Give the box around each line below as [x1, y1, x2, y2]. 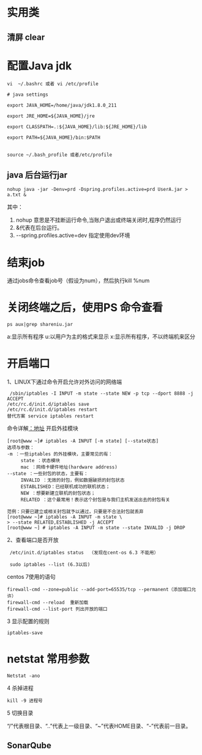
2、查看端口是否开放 [7, 536, 59, 544]
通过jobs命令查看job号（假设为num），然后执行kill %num [7, 277, 150, 284]
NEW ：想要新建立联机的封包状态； [20, 490, 95, 497]
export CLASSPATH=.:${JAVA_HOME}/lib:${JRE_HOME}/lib [7, 123, 148, 130]
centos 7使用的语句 [7, 573, 56, 581]
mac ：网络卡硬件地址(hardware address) [20, 464, 118, 470]
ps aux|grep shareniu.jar [7, 322, 73, 328]
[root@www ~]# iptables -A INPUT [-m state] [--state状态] [7, 438, 159, 444]
